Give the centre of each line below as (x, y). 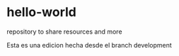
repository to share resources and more (64, 31)
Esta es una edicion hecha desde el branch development (89, 45)
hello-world (42, 12)
